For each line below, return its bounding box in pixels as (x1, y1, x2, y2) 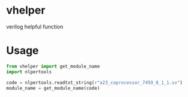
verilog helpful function (6, 23, 64, 30)
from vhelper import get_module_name (6, 63, 100, 69)
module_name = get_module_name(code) (6, 85, 100, 91)
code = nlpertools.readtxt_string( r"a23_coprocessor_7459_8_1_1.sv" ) (6, 79, 183, 86)
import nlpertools (6, 69, 52, 75)
